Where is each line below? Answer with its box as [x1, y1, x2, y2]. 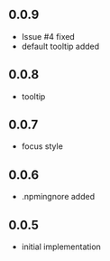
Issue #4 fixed [21, 31, 76, 42]
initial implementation [21, 241, 101, 252]
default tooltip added [21, 41, 100, 51]
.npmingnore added [21, 191, 96, 202]
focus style [21, 141, 64, 152]
